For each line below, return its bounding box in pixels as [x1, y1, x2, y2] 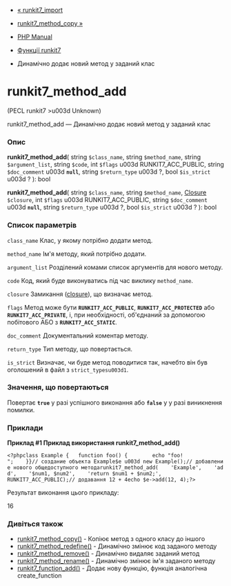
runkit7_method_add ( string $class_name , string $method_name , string [7, 153, 201, 161]
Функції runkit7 [17, 46, 61, 54]
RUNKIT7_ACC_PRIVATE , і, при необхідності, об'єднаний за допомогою [7, 311, 205, 319]
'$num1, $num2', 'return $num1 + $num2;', [28, 470, 162, 477]
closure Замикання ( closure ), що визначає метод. [7, 290, 153, 298]
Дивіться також [7, 519, 63, 529]
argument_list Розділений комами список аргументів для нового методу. [7, 263, 223, 271]
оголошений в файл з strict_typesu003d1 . [7, 365, 129, 374]
